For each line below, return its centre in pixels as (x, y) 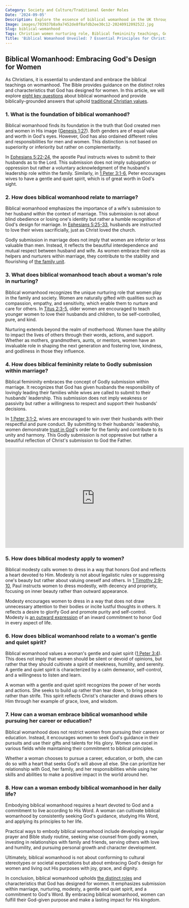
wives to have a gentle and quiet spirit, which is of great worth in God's (80, 179)
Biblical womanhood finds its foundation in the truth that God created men (83, 125)
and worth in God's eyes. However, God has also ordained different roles (82, 136)
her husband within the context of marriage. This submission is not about (82, 214)
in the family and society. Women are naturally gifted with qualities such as (84, 298)
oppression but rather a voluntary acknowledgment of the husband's (77, 168)
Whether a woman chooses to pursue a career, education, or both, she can (84, 758)
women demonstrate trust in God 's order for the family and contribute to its (84, 430)
